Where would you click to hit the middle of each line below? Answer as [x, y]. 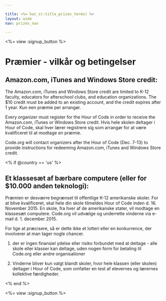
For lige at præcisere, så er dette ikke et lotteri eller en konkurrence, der [79, 229]
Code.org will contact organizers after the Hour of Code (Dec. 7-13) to [77, 143]
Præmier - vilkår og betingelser [71, 62]
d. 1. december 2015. [36, 219]
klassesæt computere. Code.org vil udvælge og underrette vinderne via [78, 214]
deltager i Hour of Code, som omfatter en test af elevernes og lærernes [85, 269]
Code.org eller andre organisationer [49, 254]
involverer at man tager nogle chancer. [45, 234]
